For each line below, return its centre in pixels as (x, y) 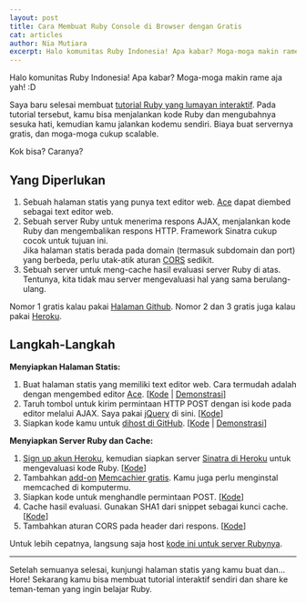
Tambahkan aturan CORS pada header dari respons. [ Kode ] (134, 526)
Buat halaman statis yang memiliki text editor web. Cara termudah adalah (159, 384)
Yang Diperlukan (58, 180)
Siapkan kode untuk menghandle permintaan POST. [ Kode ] (133, 497)
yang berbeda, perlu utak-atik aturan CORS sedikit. (118, 259)
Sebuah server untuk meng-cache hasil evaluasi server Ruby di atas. (152, 269)
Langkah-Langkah (62, 345)
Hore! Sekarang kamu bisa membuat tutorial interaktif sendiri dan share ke (149, 579)
